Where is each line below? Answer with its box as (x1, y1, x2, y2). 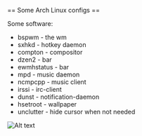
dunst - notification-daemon (17, 93, 100, 101)
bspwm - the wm (17, 33, 67, 41)
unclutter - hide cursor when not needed (17, 108, 136, 116)
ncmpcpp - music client (17, 78, 86, 86)
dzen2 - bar (17, 55, 53, 64)
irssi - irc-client (17, 86, 62, 93)
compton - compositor (17, 48, 83, 56)
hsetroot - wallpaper (17, 100, 77, 108)
